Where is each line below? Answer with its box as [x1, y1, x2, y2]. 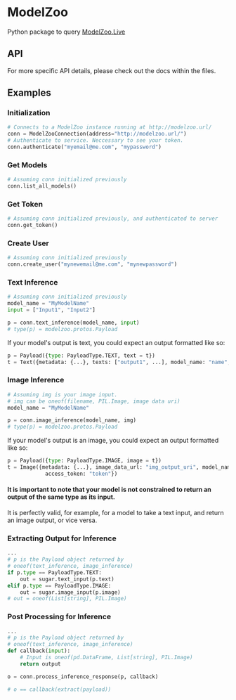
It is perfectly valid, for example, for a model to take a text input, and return [7, 509, 224, 517]
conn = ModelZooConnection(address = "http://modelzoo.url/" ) [7, 131, 188, 138]
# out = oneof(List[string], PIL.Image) [7, 595, 128, 602]
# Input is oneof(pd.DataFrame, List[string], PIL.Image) [20, 654, 193, 661]
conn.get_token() [7, 222, 58, 229]
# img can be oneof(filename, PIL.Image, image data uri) [7, 398, 181, 405]
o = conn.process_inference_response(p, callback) [7, 673, 159, 680]
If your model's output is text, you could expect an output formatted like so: [7, 338, 225, 346]
